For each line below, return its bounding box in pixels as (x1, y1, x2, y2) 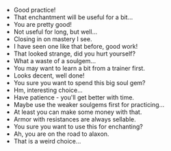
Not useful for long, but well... (13, 27, 98, 36)
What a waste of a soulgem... (13, 57, 96, 65)
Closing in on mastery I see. (13, 35, 92, 43)
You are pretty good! (13, 21, 72, 28)
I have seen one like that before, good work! (13, 43, 138, 50)
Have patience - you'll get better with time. (13, 93, 135, 102)
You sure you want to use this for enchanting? (13, 123, 144, 130)
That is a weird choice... (13, 137, 81, 145)
